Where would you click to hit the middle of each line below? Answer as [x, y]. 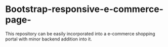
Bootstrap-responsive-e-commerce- [84, 9]
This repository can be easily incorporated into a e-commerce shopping [80, 33]
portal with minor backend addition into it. [49, 39]
